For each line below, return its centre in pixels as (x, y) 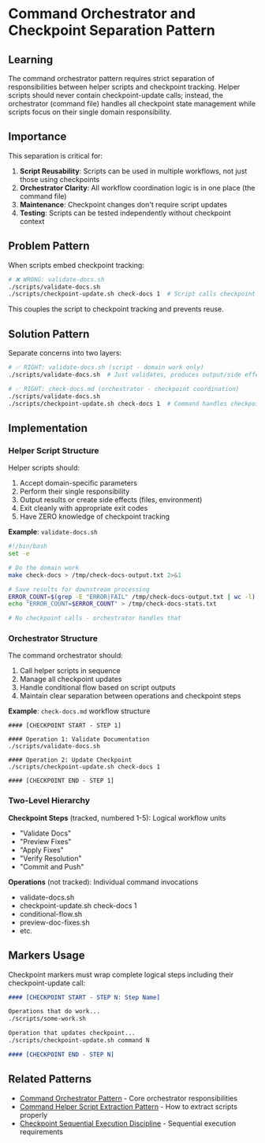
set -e (19, 553)
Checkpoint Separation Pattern (112, 30)
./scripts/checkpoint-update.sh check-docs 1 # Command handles (118, 404)
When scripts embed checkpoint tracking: (76, 265)
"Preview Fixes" (45, 841)
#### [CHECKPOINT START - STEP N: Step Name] (84, 997)
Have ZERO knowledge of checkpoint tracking (95, 516)
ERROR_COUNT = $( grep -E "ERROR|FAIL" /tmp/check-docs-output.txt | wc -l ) (132, 597)
